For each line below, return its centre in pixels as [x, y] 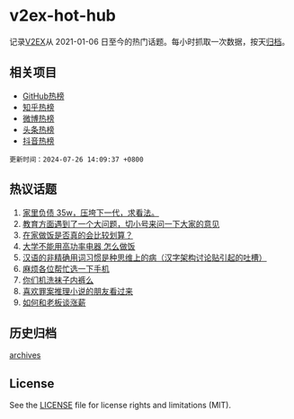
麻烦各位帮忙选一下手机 [66, 268]
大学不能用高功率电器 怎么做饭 [79, 246]
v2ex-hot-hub [63, 16]
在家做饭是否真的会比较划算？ [77, 235]
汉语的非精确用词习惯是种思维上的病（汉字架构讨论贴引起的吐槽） [144, 258]
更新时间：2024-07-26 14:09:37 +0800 [76, 159]
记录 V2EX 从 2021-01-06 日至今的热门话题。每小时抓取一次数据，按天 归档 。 [150, 41]
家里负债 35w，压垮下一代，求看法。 [91, 213]
